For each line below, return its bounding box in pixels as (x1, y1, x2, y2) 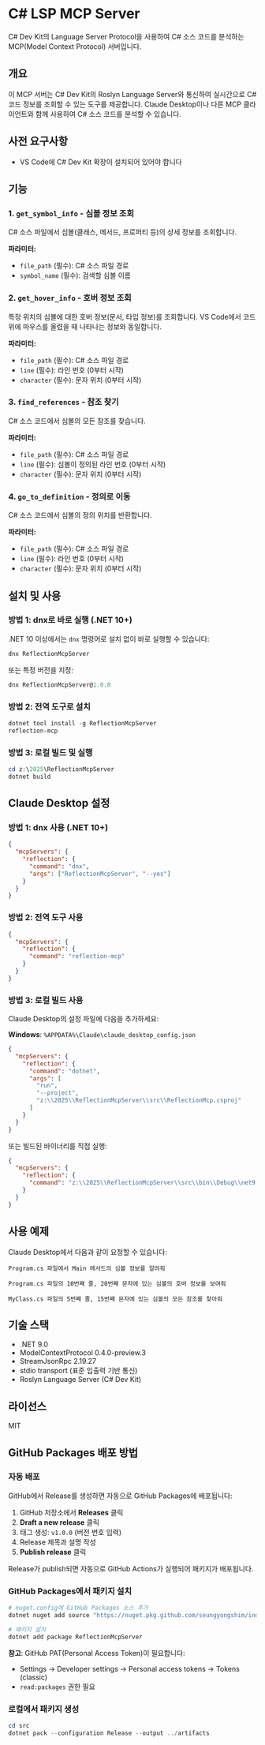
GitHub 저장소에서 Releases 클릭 (19, 1507, 124, 1517)
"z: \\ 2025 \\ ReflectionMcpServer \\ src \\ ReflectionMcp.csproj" (36, 1096, 242, 1105)
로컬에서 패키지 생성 (8, 1703, 80, 1714)
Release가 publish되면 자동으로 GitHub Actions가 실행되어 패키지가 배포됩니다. (8, 1563, 254, 1573)
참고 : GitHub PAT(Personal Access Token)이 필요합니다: (8, 1648, 185, 1657)
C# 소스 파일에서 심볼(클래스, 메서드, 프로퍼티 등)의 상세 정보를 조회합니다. (8, 227, 237, 237)
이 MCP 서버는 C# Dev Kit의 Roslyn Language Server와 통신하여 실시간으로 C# (8, 89, 257, 99)
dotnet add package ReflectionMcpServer (8, 1633, 144, 1641)
